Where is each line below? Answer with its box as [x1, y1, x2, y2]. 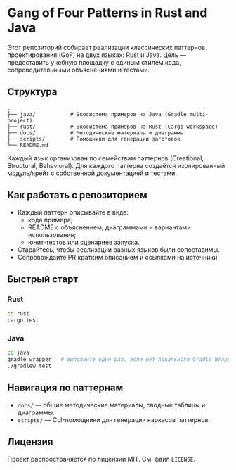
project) [7, 117, 33, 124]
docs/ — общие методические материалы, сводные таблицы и [17, 400, 206, 409]
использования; [27, 230, 76, 239]
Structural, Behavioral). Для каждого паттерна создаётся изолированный [7, 161, 225, 170]
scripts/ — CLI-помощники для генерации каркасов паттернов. [17, 415, 211, 424]
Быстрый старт [7, 273, 79, 285]
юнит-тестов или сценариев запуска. [27, 238, 140, 246]
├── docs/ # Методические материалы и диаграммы [7, 129, 184, 136]
